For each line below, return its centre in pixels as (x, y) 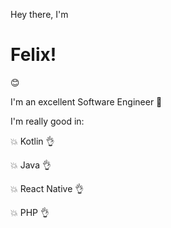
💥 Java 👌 (31, 165)
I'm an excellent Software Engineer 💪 (86, 101)
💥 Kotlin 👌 (32, 141)
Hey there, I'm (39, 14)
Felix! (33, 55)
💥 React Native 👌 (47, 188)
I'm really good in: (47, 121)
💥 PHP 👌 (30, 212)
